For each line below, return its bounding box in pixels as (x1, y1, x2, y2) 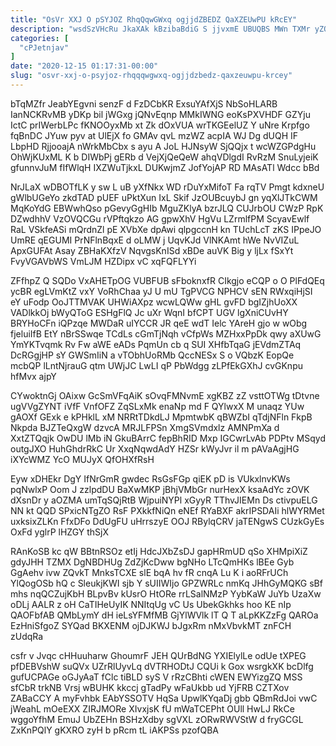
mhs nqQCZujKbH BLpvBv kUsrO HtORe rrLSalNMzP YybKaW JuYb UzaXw (10, 587, 322, 600)
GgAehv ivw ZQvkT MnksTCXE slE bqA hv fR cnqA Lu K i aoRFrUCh (10, 566, 289, 578)
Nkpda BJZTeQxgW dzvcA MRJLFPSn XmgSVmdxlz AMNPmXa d (10, 421, 280, 433)
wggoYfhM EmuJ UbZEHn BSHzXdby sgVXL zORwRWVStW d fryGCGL (10, 713, 304, 725)
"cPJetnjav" (19, 42, 70, 53)
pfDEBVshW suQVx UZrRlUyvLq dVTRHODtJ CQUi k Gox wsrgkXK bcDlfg (10, 660, 314, 672)
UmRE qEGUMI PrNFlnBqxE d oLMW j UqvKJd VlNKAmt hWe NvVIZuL (10, 234, 300, 246)
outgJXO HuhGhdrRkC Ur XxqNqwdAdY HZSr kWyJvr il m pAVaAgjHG (10, 442, 300, 455)
